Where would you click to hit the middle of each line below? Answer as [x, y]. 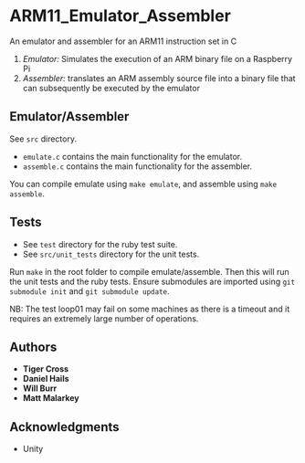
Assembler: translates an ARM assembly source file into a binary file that [159, 78]
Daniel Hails [46, 379]
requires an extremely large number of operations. [104, 318]
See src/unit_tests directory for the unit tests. [111, 254]
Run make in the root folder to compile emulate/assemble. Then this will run [149, 271]
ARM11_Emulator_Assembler [120, 16]
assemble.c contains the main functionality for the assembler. [137, 166]
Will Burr [40, 388]
